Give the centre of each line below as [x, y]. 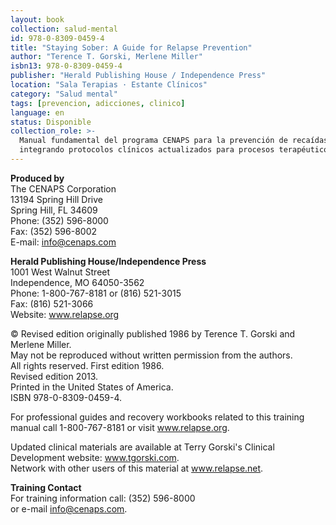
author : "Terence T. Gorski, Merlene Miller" [106, 57]
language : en [37, 112]
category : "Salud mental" [64, 94]
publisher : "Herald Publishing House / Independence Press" [138, 76]
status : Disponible [51, 122]
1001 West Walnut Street [60, 272]
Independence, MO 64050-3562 [77, 282]
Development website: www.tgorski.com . [95, 457]
